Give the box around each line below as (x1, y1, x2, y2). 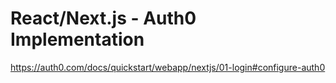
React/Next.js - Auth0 (10, 7, 197, 30)
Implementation (10, 28, 145, 51)
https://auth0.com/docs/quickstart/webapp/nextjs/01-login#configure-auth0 (10, 61, 326, 73)
